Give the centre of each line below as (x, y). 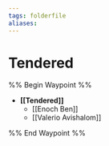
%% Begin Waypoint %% (50, 85)
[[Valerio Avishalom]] (67, 118)
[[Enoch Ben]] (55, 109)
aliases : (23, 23)
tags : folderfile (37, 16)
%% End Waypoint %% (47, 133)
